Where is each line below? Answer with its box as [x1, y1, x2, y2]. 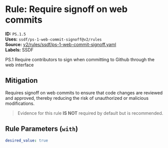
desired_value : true [5, 138, 49, 143]
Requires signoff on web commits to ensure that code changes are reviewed [5, 89, 163, 96]
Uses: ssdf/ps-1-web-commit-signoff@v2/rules [5, 36, 102, 42]
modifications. [5, 100, 35, 106]
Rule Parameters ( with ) [5, 124, 78, 133]
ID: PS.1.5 [5, 31, 26, 37]
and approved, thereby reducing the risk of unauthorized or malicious [5, 95, 149, 101]
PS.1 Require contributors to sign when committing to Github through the [5, 56, 154, 62]
